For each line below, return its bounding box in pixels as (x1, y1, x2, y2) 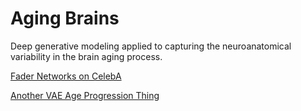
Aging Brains (10, 7, 120, 30)
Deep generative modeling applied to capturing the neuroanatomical (10, 40, 292, 52)
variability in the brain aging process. (10, 50, 163, 62)
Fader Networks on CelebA (10, 70, 122, 82)
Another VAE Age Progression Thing (10, 89, 160, 101)
